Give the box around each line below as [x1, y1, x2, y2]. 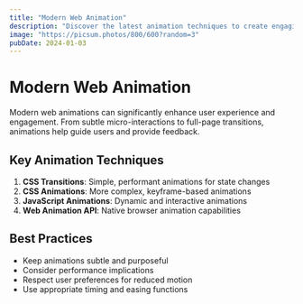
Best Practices [9, 231, 93, 246]
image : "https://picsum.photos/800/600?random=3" [9, 30, 200, 39]
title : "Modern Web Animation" [9, 13, 127, 23]
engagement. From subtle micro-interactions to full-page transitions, [9, 116, 264, 127]
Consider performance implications [22, 264, 154, 275]
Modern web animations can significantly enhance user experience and [9, 107, 276, 118]
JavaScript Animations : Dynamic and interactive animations [22, 196, 248, 206]
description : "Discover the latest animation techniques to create [9, 22, 269, 31]
